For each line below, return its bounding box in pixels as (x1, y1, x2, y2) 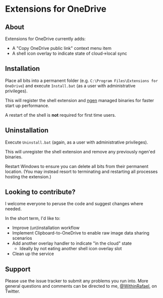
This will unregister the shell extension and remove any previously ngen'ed (5, 149, 155, 154)
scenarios (12, 235, 33, 241)
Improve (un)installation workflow (12, 225, 80, 231)
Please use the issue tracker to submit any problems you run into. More (5, 278, 149, 284)
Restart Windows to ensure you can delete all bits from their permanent (5, 163, 149, 169)
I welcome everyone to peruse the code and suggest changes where (5, 201, 143, 207)
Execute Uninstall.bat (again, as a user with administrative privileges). (5, 139, 148, 145)
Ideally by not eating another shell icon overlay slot (19, 246, 122, 252)
